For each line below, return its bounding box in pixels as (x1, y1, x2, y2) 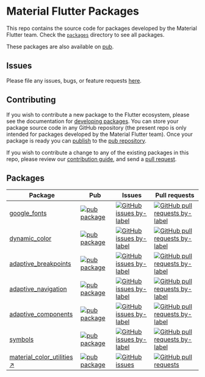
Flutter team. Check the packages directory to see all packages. (6, 31, 165, 38)
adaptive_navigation (9, 285, 67, 293)
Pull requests (155, 191, 195, 200)
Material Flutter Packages (6, 4, 139, 18)
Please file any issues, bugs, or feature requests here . (6, 77, 142, 84)
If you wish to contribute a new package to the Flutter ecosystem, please (6, 111, 190, 118)
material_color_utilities (9, 353, 73, 362)
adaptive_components (9, 310, 73, 319)
